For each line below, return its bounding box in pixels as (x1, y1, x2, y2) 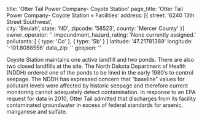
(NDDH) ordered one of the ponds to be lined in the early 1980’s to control (6, 69, 193, 76)
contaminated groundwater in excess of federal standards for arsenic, (6, 101, 183, 109)
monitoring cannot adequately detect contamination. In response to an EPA (6, 89, 196, 95)
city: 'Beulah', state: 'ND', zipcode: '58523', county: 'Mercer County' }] (6, 24, 185, 32)
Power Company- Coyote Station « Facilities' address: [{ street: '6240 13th (6, 12, 195, 19)
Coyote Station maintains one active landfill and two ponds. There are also (6, 56, 195, 63)
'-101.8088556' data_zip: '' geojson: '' (6, 44, 102, 51)
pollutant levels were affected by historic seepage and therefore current (6, 82, 188, 89)
